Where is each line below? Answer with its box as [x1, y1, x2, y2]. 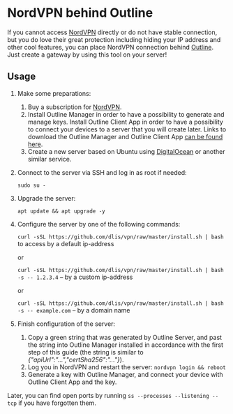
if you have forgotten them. [18, 399, 96, 407]
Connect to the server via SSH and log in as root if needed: [17, 168, 187, 176]
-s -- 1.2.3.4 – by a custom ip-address [17, 273, 133, 281]
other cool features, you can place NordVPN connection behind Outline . [7, 43, 214, 51]
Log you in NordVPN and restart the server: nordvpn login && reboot [27, 362, 227, 371]
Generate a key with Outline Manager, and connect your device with [27, 370, 223, 378]
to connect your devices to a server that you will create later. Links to [27, 124, 227, 134]
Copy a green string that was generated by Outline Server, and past [27, 333, 222, 341]
